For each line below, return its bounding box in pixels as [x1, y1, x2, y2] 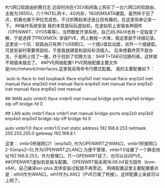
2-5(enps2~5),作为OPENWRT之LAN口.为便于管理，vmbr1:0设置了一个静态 [5, 147, 156, 153]
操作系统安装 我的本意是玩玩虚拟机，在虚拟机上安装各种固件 [20, 23, 143, 29]
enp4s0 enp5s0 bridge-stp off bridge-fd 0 [5, 116, 91, 122]
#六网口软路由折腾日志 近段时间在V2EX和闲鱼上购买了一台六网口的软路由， [5, 4, 159, 10]
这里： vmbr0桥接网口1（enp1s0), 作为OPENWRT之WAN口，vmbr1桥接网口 [5, 141, 158, 146]
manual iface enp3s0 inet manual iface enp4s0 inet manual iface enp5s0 [5, 81, 153, 87]
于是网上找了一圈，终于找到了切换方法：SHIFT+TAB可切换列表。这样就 [13, 54, 158, 59]
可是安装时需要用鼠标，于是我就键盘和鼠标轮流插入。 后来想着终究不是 [5, 47, 149, 53]
